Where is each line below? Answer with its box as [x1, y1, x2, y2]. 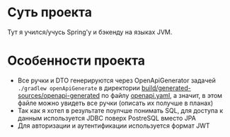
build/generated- [141, 83, 191, 92]
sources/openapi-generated [17, 91, 100, 99]
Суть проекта [7, 4, 93, 21]
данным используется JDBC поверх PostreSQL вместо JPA [17, 114, 196, 122]
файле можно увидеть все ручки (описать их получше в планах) [17, 99, 214, 107]
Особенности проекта [7, 53, 146, 69]
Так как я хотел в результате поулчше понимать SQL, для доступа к [17, 106, 224, 114]
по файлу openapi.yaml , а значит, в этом [101, 91, 223, 99]
